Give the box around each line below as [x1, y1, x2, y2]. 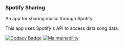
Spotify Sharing [5, 4, 45, 11]
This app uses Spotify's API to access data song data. [5, 25, 119, 31]
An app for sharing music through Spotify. [5, 16, 94, 22]
